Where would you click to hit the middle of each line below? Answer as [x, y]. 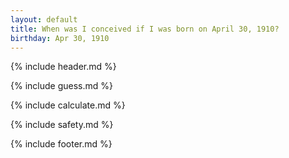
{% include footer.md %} [61, 144]
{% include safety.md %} [62, 125]
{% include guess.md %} [61, 86]
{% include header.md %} [63, 67]
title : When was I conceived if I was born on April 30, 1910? [145, 29]
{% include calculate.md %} [68, 105]
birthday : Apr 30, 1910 [60, 38]
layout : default [44, 19]
